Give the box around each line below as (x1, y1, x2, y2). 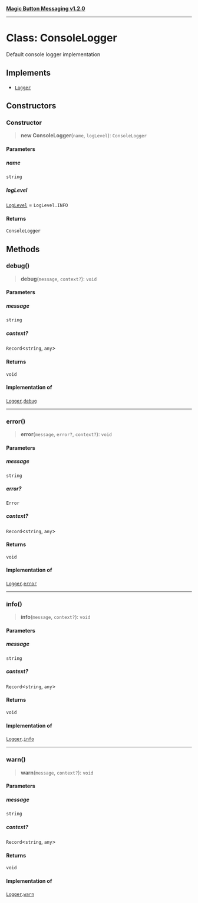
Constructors (6, 101, 57, 111)
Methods (6, 244, 40, 254)
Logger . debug (6, 396, 37, 404)
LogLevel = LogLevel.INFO (6, 201, 68, 208)
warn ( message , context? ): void (20, 769, 94, 776)
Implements (6, 68, 51, 78)
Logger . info (6, 735, 34, 742)
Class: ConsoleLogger (6, 31, 117, 45)
